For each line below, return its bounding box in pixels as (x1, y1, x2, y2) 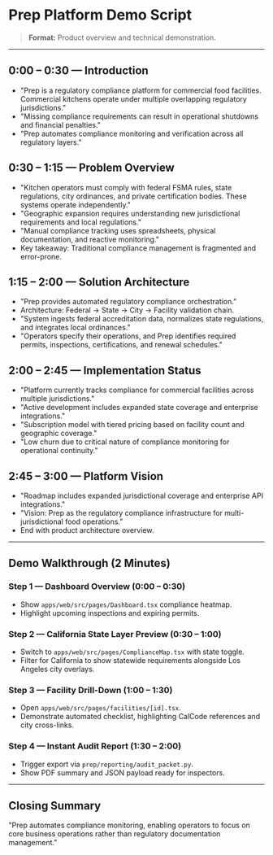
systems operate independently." (19, 199, 132, 209)
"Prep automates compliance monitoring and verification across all (19, 129, 244, 138)
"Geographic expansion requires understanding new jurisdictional (19, 208, 240, 218)
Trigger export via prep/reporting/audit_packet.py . (19, 759, 193, 769)
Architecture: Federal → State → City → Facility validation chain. (19, 305, 234, 315)
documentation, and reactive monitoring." (19, 234, 160, 244)
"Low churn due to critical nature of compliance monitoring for (19, 437, 230, 447)
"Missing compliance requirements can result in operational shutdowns (19, 111, 258, 121)
